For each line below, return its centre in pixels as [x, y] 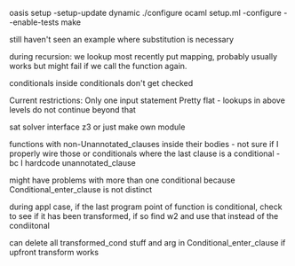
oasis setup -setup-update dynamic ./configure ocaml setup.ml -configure [145, 13]
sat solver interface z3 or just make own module [97, 127]
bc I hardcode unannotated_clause [72, 163]
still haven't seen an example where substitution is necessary [121, 39]
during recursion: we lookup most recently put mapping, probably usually [144, 56]
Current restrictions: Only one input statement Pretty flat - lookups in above [147, 100]
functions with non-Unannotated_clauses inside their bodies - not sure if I [144, 144]
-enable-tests [34, 22]
